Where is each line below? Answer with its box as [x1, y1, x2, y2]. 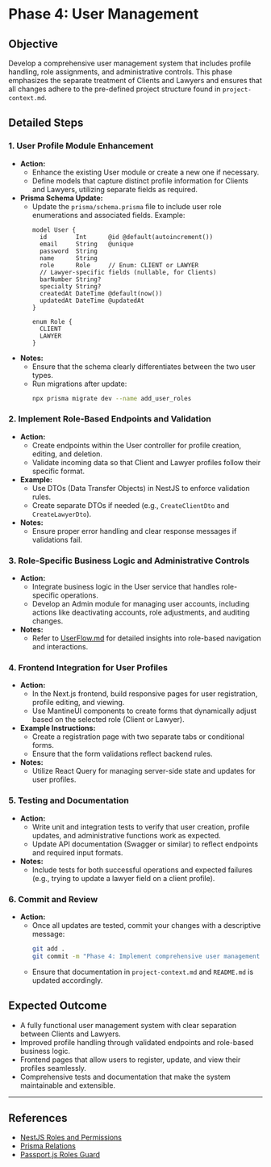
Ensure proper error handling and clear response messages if [31, 526, 237, 535]
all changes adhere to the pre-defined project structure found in [8, 84, 221, 94]
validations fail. [31, 535, 83, 544]
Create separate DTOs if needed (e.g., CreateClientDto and [31, 500, 230, 510]
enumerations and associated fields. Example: [31, 210, 186, 220]
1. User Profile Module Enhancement [8, 141, 154, 152]
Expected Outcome [8, 999, 107, 1013]
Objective [8, 37, 59, 51]
